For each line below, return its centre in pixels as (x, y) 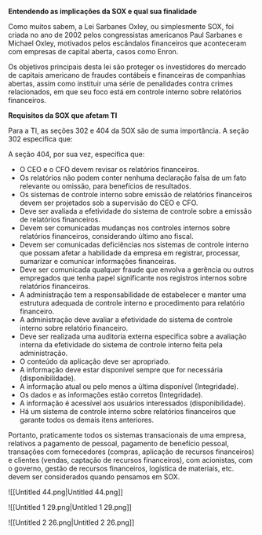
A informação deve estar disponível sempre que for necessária (121, 370)
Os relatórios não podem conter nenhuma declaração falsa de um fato (133, 178)
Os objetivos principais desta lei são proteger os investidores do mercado (127, 67)
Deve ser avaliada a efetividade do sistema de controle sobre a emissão (136, 211)
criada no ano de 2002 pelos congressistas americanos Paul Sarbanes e (126, 35)
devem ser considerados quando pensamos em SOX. (94, 477)
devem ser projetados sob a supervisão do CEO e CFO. (109, 203)
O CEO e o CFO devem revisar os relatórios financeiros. (109, 169)
